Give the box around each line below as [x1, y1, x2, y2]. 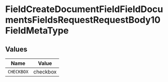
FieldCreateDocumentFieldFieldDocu [5, 4, 163, 15]
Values [5, 45, 28, 53]
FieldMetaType [5, 25, 69, 36]
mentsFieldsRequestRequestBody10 [5, 14, 161, 26]
